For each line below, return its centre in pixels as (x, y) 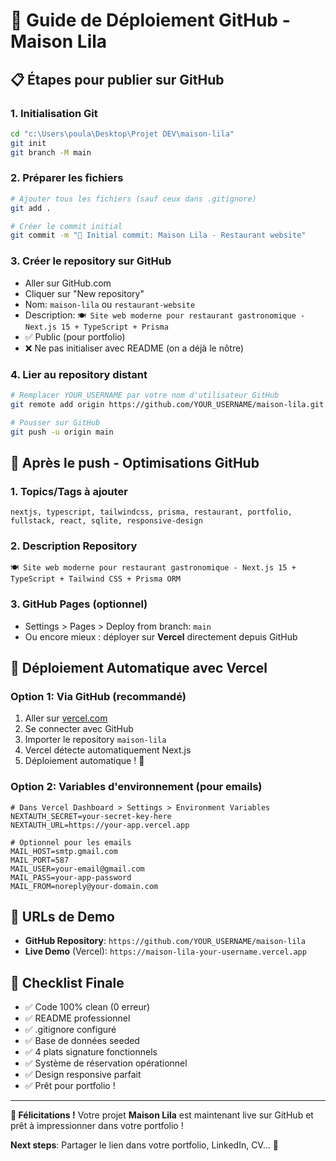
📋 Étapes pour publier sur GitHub (117, 79)
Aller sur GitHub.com (68, 283)
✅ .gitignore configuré (70, 1030)
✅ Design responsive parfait (83, 1075)
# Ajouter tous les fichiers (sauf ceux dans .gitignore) (133, 199)
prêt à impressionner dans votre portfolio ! (97, 1126)
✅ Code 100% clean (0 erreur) (87, 1007)
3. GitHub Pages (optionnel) (79, 604)
